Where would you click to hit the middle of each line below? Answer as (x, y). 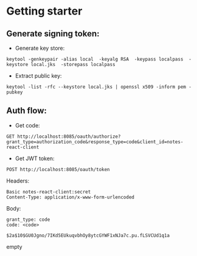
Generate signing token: (53, 34)
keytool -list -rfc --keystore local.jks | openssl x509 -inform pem (96, 87)
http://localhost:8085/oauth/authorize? (69, 136)
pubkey (15, 92)
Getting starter (44, 11)
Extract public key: (38, 76)
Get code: (28, 125)
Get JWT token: (35, 158)
